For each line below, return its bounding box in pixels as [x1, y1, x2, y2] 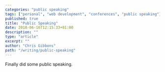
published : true [5, 16, 38, 21]
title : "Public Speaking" [5, 20, 58, 26]
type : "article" [5, 35, 38, 39]
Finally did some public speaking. [5, 61, 73, 67]
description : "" [5, 30, 38, 35]
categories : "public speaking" [5, 7, 69, 12]
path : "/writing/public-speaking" [5, 48, 76, 53]
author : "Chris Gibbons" [5, 43, 56, 48]
